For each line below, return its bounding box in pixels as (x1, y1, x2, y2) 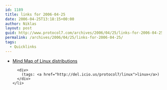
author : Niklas (5, 21, 37, 26)
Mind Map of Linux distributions (12, 58, 78, 64)
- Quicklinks (9, 44, 37, 49)
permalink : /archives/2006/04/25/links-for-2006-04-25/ (5, 35, 123, 40)
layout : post (5, 26, 32, 31)
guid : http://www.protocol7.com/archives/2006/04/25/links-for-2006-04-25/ (5, 30, 166, 35)
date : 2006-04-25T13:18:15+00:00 (5, 16, 75, 21)
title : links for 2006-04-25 (5, 12, 66, 17)
